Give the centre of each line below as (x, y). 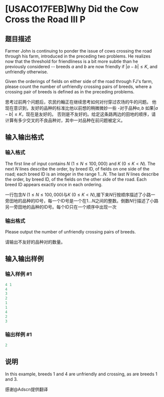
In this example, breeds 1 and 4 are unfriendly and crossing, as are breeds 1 (81, 374)
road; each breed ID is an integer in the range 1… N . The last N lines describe (82, 174)
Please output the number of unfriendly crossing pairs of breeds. (70, 231)
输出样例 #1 (18, 335)
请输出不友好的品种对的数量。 (35, 242)
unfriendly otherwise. (27, 72)
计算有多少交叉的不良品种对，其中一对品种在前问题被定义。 (65, 120)
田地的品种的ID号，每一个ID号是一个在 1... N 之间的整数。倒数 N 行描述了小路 (84, 200)
